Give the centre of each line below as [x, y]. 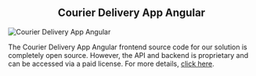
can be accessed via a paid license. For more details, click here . [111, 63]
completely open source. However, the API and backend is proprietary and [128, 55]
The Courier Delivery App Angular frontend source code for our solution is [128, 47]
